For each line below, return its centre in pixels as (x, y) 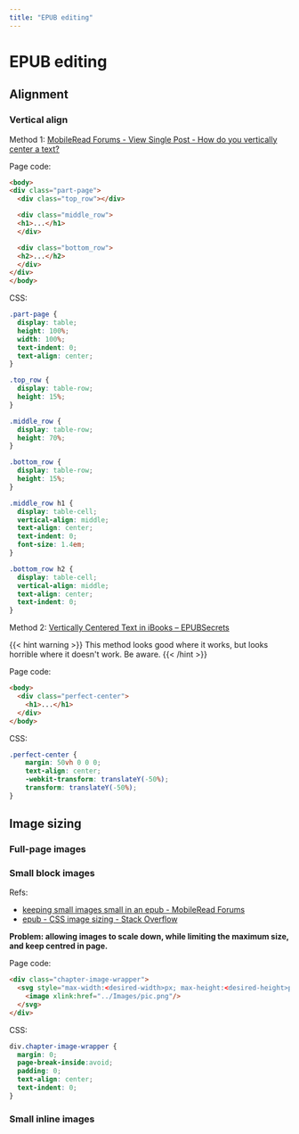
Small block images (52, 873)
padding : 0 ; (40, 1072)
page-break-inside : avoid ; (65, 1063)
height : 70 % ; (41, 438)
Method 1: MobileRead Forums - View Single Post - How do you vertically (143, 139)
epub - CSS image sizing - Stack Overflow (100, 919)
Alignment (39, 95)
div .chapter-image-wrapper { (63, 1046)
